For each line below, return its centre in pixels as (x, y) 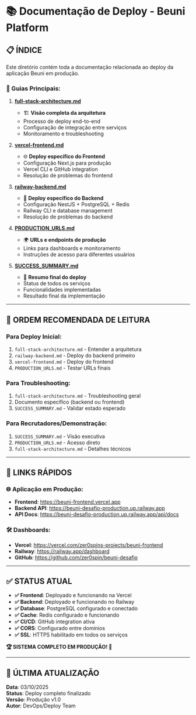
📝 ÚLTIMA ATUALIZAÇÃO (53, 673)
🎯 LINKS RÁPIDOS (39, 472)
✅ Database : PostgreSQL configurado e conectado (76, 608)
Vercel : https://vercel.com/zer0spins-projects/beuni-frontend (89, 545)
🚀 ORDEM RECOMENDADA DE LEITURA (78, 320)
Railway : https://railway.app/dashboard (62, 551)
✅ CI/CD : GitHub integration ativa (55, 622)
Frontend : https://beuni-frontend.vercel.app (67, 502)
